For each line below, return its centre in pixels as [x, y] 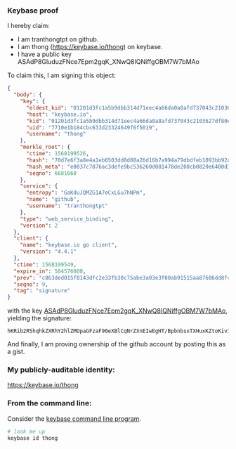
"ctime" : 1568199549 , [45, 265]
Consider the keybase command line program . [74, 418]
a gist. [16, 352]
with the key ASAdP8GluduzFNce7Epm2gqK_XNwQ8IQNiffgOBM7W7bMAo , [118, 311]
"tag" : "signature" [42, 291]
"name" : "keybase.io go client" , [69, 245]
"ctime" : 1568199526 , [58, 154]
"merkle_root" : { [45, 147]
